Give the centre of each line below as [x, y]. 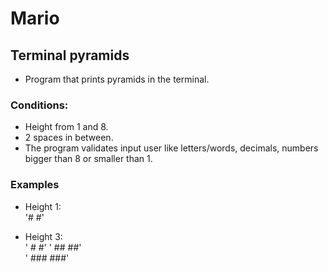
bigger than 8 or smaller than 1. [88, 159]
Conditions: [39, 105]
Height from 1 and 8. [66, 127]
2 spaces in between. [69, 138]
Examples [35, 185]
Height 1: [43, 206]
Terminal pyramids [70, 55]
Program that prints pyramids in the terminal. [117, 79]
